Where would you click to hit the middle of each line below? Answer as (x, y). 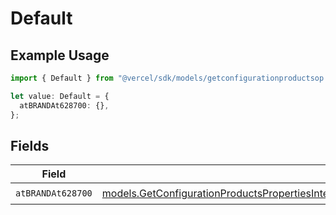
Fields (30, 145)
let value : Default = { (60, 96)
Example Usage (60, 55)
